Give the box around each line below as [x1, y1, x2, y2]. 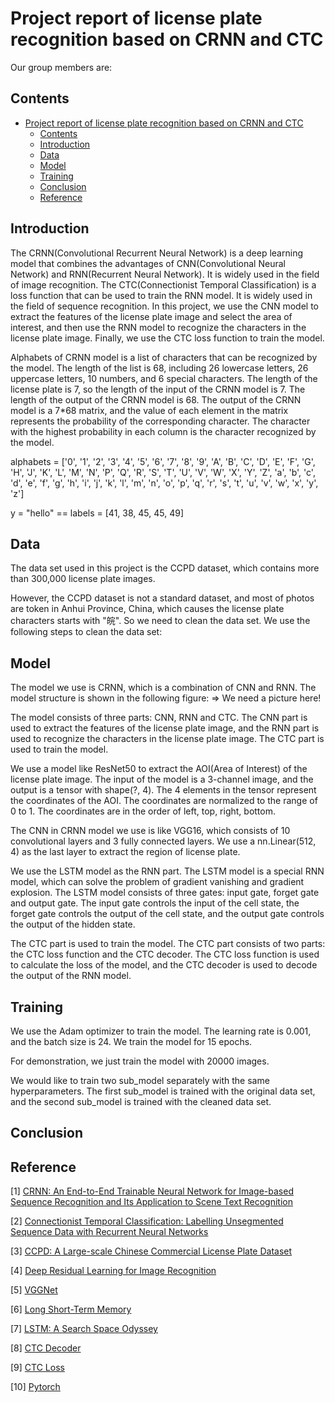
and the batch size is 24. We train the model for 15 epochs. [10, 1036, 253, 1047]
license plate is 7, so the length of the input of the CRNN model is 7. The [10, 383, 306, 395]
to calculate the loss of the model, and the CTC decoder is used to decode [10, 959, 318, 971]
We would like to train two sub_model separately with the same [10, 1075, 270, 1086]
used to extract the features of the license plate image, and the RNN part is [10, 722, 320, 734]
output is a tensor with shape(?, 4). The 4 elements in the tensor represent [10, 784, 317, 796]
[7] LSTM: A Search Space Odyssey [10, 1323, 158, 1335]
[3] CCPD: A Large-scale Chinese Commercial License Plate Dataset [10, 1245, 293, 1257]
